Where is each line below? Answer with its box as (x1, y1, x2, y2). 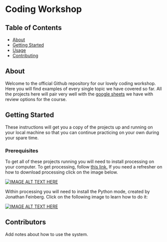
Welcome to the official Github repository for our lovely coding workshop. (5, 80, 156, 86)
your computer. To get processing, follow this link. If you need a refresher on (5, 163, 163, 169)
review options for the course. (5, 96, 67, 102)
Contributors (5, 218, 46, 226)
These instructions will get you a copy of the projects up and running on (5, 124, 153, 130)
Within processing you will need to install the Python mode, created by (5, 188, 150, 194)
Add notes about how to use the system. (5, 231, 88, 237)
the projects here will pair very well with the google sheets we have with (5, 91, 154, 97)
